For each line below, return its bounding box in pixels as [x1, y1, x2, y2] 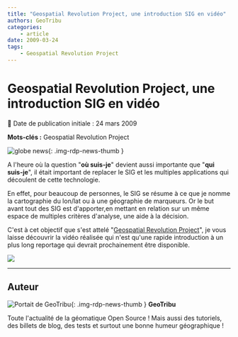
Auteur [7, 281, 39, 293]
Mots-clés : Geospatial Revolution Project [7, 133, 130, 141]
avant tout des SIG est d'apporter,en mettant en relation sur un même [7, 204, 210, 213]
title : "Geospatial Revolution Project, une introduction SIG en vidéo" [7, 10, 227, 18]
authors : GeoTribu [7, 17, 62, 24]
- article [20, 30, 50, 38]
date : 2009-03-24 [7, 37, 59, 44]
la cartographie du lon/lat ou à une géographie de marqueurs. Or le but [7, 197, 215, 205]
